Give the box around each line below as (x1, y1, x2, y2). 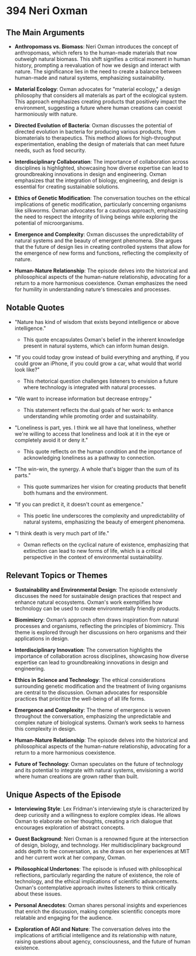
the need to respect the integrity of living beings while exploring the (14, 213, 178, 220)
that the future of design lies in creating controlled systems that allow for (14, 244, 190, 250)
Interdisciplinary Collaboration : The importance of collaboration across (14, 158, 189, 165)
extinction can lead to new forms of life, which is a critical (23, 547, 163, 554)
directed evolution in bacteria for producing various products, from (14, 128, 176, 135)
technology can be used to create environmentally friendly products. (14, 604, 180, 612)
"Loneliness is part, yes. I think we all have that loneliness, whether (14, 424, 177, 431)
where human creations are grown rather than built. (14, 773, 139, 780)
